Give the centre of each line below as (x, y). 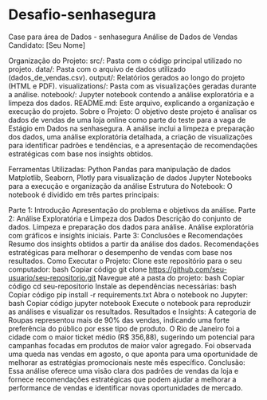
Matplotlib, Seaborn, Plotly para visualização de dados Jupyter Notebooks (130, 178)
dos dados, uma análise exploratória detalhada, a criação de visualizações (130, 136)
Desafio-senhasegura (82, 15)
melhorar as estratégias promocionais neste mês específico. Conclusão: (127, 362)
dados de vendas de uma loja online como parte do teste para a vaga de (127, 120)
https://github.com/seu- (188, 269)
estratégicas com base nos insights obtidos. (81, 154)
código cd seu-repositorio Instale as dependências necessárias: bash (122, 286)
